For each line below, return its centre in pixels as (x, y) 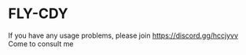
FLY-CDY (38, 14)
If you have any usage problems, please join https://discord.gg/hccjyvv (123, 35)
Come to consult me (41, 43)
